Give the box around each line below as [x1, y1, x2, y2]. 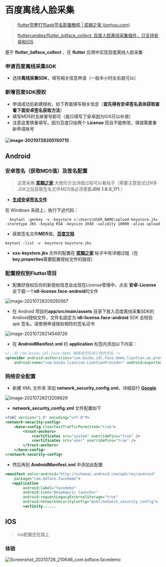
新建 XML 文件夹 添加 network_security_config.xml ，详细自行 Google [12, 385, 157, 391]
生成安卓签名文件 [12, 197, 47, 203]
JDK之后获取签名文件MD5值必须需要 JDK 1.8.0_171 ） [17, 186, 125, 192]
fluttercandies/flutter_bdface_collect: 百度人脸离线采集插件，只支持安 [17, 32, 159, 38]
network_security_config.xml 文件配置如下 [12, 405, 101, 411]
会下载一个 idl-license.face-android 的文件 [12, 288, 99, 294]
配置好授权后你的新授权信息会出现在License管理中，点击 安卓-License [12, 282, 157, 288]
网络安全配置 [5, 373, 36, 380]
